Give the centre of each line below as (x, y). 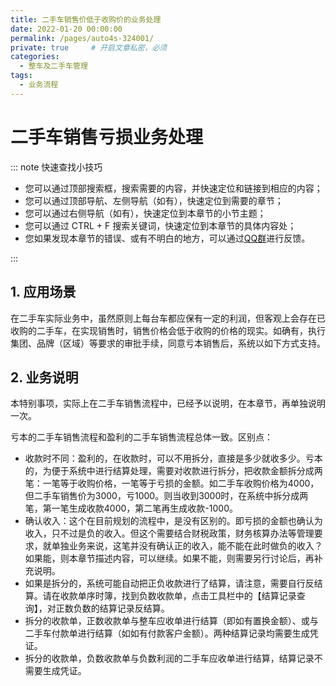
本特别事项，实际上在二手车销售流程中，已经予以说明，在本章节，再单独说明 (168, 403)
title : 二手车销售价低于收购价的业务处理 (86, 19)
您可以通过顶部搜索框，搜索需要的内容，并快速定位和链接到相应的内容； (173, 188)
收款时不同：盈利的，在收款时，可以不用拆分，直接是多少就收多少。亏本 (173, 458)
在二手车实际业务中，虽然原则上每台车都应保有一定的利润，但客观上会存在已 (168, 318)
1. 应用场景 (43, 292)
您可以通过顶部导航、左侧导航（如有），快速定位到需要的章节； (154, 200)
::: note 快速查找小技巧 (56, 167)
